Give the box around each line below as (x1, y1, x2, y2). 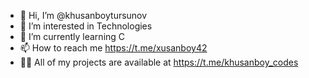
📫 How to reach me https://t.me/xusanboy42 (19, 42, 208, 54)
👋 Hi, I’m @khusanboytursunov (19, 10, 148, 21)
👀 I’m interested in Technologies (19, 20, 153, 32)
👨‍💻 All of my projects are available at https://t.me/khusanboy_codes (19, 56, 299, 68)
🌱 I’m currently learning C (19, 31, 126, 42)
